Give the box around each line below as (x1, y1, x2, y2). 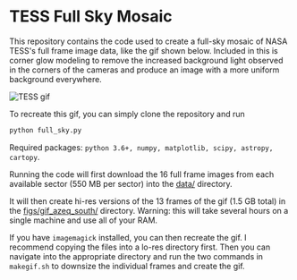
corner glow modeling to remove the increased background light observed (9, 55, 284, 65)
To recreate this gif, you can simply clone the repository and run (9, 108, 246, 119)
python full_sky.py (9, 125, 82, 135)
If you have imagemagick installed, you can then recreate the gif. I (9, 232, 248, 242)
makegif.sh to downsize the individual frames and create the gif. (9, 260, 245, 271)
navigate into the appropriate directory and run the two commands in (9, 250, 264, 261)
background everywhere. (9, 73, 103, 84)
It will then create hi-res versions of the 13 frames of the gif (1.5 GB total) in (9, 195, 286, 207)
